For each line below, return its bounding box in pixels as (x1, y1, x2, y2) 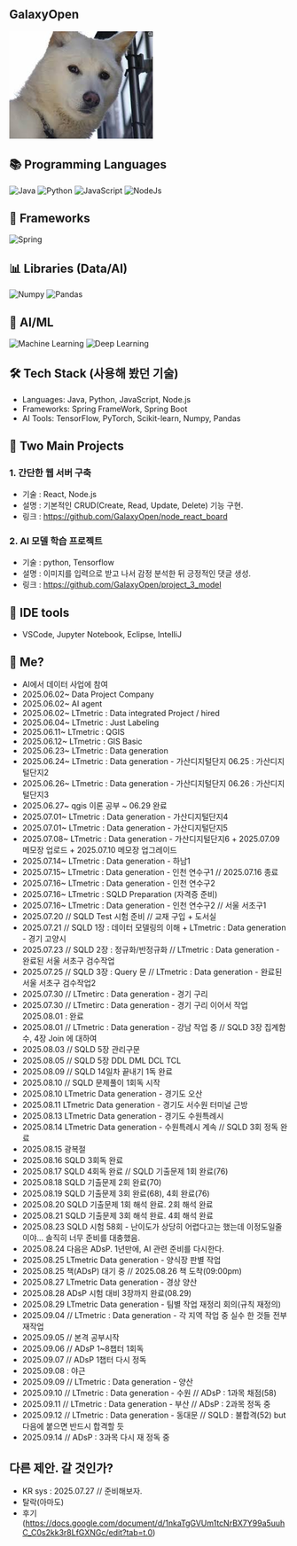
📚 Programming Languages (9, 157, 167, 172)
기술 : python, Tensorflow (21, 557, 115, 567)
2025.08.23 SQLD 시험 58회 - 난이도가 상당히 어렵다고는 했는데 (21, 1222, 246, 1232)
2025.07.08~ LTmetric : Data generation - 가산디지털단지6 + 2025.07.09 (21, 833, 281, 845)
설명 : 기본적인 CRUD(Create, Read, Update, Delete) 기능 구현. (21, 500, 244, 511)
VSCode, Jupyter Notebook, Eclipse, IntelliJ (21, 629, 182, 639)
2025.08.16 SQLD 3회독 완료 (21, 1155, 124, 1166)
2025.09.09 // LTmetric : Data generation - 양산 (21, 1377, 193, 1387)
